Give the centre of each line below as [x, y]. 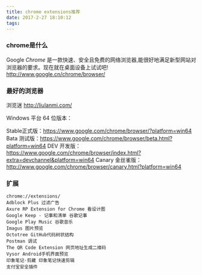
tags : [13, 23]
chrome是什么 [27, 45]
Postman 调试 [22, 241]
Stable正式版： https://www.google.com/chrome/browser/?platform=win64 [99, 131]
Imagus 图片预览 [25, 228]
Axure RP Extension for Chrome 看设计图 [56, 209]
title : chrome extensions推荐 [43, 12]
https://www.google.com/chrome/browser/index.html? [74, 152]
